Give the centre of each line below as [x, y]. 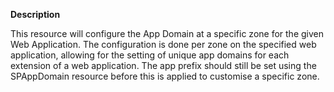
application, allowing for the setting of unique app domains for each [150, 55]
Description [35, 14]
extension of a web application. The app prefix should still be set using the [163, 65]
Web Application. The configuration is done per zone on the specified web [163, 44]
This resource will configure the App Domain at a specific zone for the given [167, 33]
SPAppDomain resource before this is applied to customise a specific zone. [165, 76]
